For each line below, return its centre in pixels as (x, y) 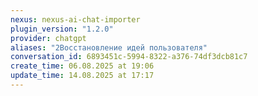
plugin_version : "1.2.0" (62, 29)
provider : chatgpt (48, 38)
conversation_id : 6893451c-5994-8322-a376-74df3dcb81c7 (129, 57)
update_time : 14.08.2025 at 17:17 (82, 76)
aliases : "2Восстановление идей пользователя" (109, 47)
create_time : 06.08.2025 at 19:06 (82, 66)
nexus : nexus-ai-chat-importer (75, 19)
